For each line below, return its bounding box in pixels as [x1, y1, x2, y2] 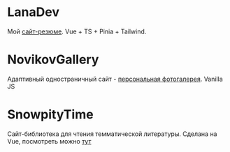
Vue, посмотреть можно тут [7, 137, 92, 145]
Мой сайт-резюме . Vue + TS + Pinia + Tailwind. [7, 27, 147, 36]
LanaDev [7, 4, 59, 20]
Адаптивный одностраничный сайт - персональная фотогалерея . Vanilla [7, 75, 224, 83]
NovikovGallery [7, 52, 99, 68]
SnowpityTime [7, 107, 94, 123]
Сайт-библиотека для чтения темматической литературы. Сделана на [7, 130, 217, 138]
